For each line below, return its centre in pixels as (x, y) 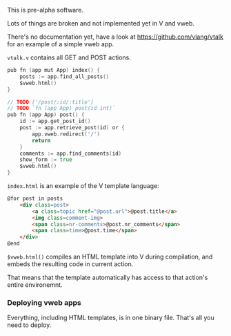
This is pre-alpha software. (46, 10)
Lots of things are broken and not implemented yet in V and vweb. (101, 23)
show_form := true (46, 160)
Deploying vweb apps (44, 302)
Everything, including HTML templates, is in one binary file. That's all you (111, 318)
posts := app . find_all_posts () (64, 76)
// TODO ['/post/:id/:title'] (51, 102)
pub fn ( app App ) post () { (46, 115)
